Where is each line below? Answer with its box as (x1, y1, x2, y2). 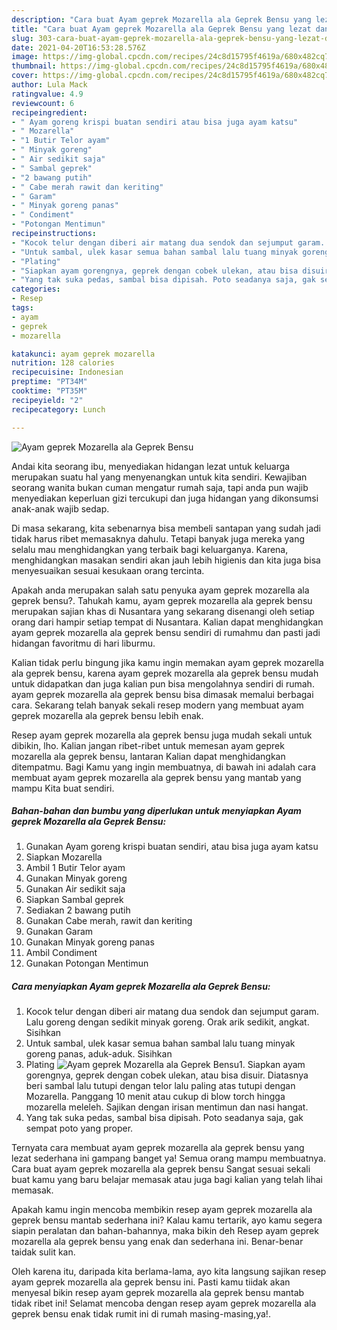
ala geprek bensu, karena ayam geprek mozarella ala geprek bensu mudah (11, 667, 319, 679)
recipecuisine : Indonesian (11, 367, 124, 378)
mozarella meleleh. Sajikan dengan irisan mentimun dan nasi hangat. (25, 1101, 309, 1113)
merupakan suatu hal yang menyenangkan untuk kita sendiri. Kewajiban (11, 471, 308, 483)
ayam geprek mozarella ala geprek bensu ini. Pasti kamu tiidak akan (11, 1276, 291, 1288)
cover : (11, 71, 39, 81)
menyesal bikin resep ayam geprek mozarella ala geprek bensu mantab (11, 1287, 305, 1299)
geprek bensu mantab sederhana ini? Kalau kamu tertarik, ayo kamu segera (11, 1214, 323, 1226)
